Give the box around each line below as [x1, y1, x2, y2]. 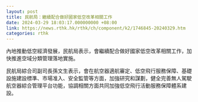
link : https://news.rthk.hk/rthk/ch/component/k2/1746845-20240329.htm [6, 25, 186, 31]
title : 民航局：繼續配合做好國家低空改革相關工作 [6, 14, 113, 20]
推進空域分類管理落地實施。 [11, 55, 78, 62]
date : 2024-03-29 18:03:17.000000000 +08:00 [6, 19, 117, 25]
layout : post [6, 8, 38, 15]
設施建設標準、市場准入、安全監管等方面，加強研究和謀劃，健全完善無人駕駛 [6, 75, 192, 82]
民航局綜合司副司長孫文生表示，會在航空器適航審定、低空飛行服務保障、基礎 [6, 67, 192, 74]
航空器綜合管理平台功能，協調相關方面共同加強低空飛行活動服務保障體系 [6, 82, 181, 89]
